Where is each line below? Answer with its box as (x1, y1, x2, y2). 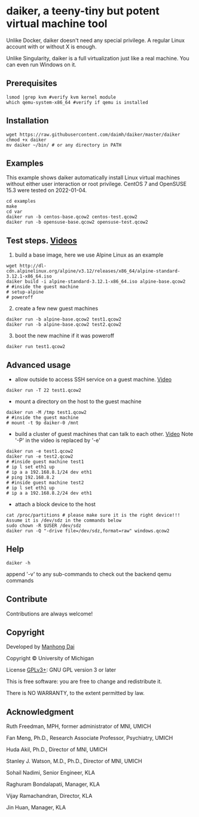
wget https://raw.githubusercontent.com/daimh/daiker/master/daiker (6, 132, 180, 138)
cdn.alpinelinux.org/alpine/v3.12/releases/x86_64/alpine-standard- (6, 268, 180, 275)
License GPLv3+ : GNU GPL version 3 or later (6, 666, 117, 673)
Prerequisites (6, 78, 57, 89)
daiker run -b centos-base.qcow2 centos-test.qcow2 (6, 214, 137, 220)
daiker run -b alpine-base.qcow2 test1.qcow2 (6, 316, 121, 322)
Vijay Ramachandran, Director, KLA (6, 792, 93, 800)
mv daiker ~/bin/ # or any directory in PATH (6, 142, 121, 148)
